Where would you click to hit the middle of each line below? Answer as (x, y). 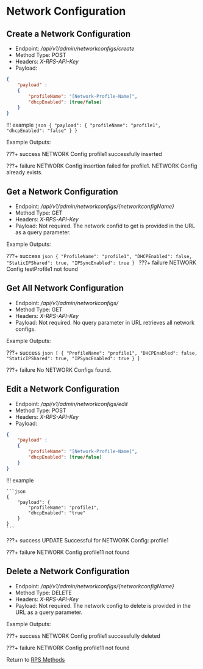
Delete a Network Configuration (68, 571)
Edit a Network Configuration (63, 389)
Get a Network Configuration (62, 192)
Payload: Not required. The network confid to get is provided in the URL (105, 226)
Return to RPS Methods (36, 659)
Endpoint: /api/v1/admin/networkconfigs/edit (71, 404)
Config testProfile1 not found (42, 269)
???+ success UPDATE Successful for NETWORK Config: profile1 (87, 540)
